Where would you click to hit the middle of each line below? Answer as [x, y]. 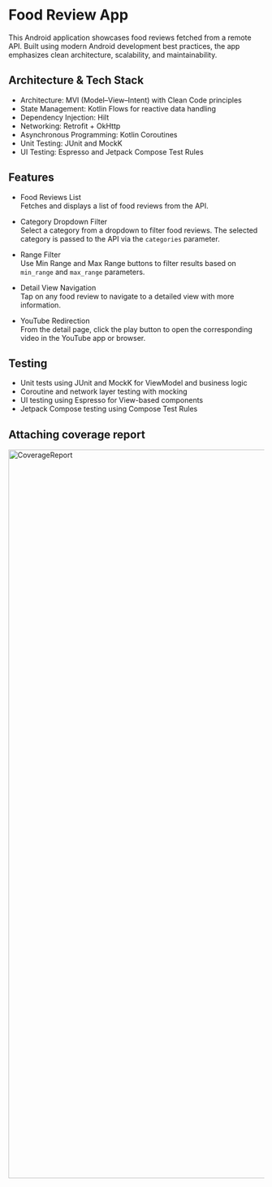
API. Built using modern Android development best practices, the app [124, 46]
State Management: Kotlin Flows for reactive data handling [118, 108]
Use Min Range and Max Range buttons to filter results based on [128, 263]
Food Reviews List [50, 197]
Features [31, 178]
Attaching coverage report [77, 434]
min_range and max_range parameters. [82, 272]
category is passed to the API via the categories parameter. [120, 238]
